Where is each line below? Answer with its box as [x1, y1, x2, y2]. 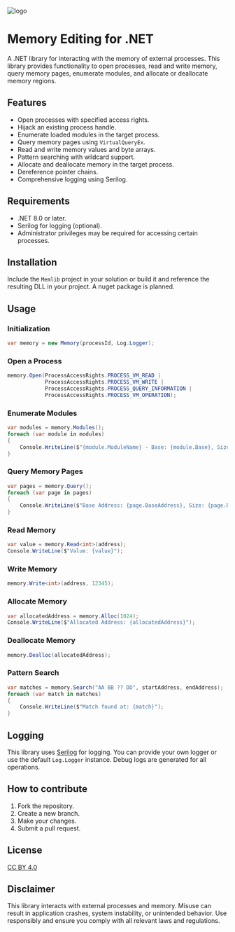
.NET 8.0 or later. [17, 214, 66, 222]
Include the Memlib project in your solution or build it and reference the [7, 275, 210, 284]
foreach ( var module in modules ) [7, 431, 105, 438]
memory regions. [7, 76, 57, 85]
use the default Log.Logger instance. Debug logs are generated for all [7, 756, 206, 763]
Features [7, 97, 47, 109]
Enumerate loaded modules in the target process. [17, 130, 160, 139]
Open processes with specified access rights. [17, 116, 150, 124]
